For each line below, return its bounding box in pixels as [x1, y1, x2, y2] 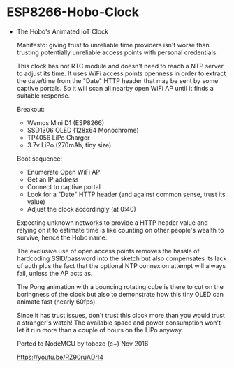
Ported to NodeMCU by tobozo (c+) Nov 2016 [16, 339, 149, 348]
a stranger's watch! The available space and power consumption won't [16, 318, 221, 327]
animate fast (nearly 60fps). [16, 297, 97, 306]
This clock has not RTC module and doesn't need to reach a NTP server [16, 61, 224, 70]
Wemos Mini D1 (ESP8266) [27, 118, 105, 126]
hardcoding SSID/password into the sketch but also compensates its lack [16, 254, 227, 263]
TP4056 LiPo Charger [27, 133, 90, 142]
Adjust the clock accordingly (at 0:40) [27, 205, 137, 213]
